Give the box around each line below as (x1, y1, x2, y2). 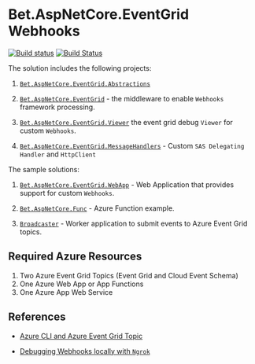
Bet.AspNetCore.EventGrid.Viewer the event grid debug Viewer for (19, 117, 234, 127)
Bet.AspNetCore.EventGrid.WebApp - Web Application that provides (19, 179, 235, 189)
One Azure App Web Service (19, 287, 113, 296)
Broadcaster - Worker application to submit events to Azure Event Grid (19, 219, 248, 228)
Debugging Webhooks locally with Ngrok (19, 346, 151, 355)
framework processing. (19, 102, 96, 112)
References (8, 311, 66, 324)
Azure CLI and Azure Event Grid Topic (19, 331, 143, 340)
